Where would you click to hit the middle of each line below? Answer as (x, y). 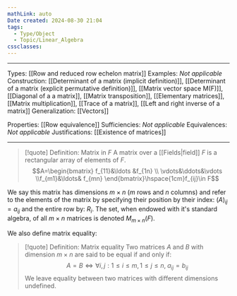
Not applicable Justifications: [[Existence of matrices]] (87, 132)
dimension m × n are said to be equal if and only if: (98, 254)
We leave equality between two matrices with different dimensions (121, 278)
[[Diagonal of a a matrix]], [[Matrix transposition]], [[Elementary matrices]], (116, 96)
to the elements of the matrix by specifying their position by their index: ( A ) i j (117, 201)
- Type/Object (34, 34)
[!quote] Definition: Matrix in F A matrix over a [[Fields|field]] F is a (121, 152)
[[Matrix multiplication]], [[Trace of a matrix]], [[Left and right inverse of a (114, 103)
